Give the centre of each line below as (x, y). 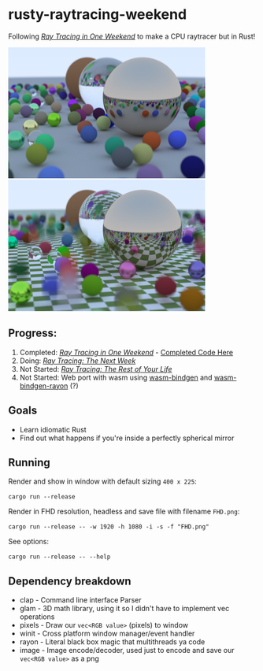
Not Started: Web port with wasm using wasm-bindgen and (116, 377)
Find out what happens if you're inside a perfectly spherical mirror (127, 438)
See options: (29, 542)
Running (30, 462)
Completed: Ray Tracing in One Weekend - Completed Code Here (126, 352)
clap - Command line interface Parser (80, 600)
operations (37, 617)
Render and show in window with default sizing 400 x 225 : (102, 481)
